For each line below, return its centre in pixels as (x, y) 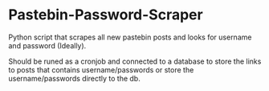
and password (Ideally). (47, 45)
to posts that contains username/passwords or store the (101, 69)
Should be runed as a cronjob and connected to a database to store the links (135, 61)
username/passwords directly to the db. (74, 78)
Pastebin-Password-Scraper (106, 15)
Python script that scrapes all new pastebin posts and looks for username (130, 37)
